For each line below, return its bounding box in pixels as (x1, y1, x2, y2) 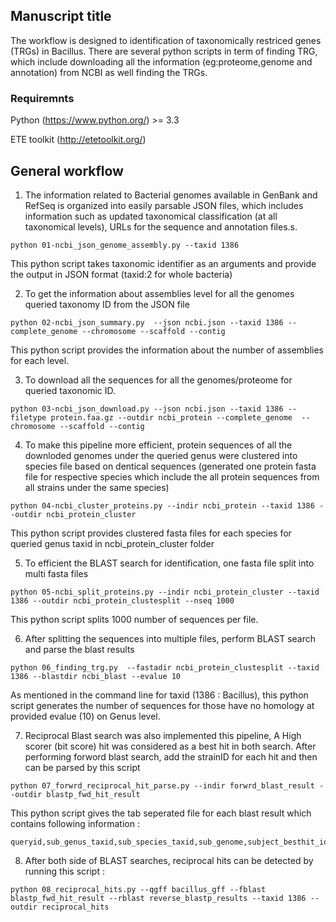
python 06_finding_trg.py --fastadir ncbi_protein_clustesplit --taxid (10, 662, 320, 673)
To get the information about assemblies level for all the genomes (24, 287, 295, 299)
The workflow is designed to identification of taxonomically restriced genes (10, 34, 322, 46)
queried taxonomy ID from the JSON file (24, 298, 190, 310)
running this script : (24, 865, 105, 877)
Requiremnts (10, 91, 75, 105)
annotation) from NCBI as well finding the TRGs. (10, 66, 208, 78)
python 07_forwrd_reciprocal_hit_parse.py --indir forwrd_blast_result (10, 780, 315, 791)
